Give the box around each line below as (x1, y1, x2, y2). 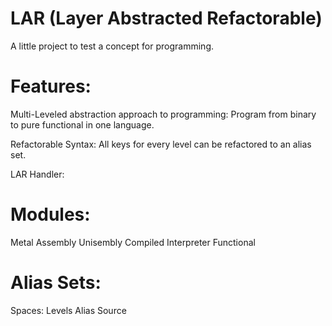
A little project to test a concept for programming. (10, 40, 215, 52)
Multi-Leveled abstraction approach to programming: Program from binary (10, 108, 317, 120)
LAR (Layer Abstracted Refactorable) (10, 7, 323, 30)
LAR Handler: (10, 168, 65, 180)
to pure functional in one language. (10, 118, 155, 131)
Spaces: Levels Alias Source (10, 304, 127, 316)
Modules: (10, 203, 91, 226)
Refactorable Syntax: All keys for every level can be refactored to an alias (10, 138, 312, 150)
